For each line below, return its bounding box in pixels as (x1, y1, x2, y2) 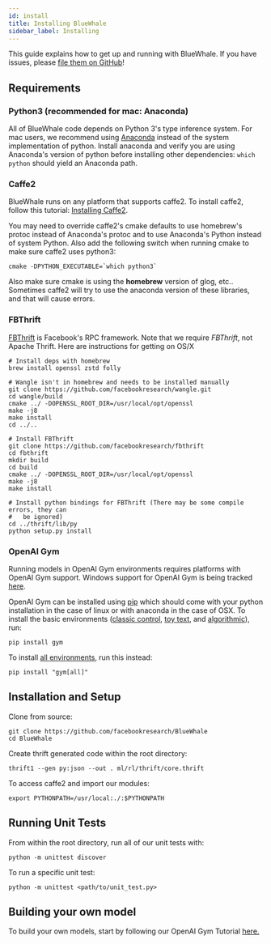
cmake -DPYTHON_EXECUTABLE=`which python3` (8, 262, 158, 271)
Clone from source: (8, 712, 73, 721)
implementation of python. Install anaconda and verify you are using (8, 141, 235, 151)
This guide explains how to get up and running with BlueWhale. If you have (8, 49, 257, 59)
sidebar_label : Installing (8, 27, 100, 35)
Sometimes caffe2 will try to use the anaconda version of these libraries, (8, 285, 250, 296)
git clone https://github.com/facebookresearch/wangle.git (8, 385, 212, 393)
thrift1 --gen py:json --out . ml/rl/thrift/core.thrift (8, 764, 205, 772)
